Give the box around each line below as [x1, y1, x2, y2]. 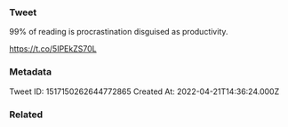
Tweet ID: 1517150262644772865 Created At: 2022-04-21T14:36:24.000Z [9, 86, 280, 97]
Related [9, 108, 44, 121]
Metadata [9, 66, 52, 78]
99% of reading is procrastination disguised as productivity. [9, 27, 228, 37]
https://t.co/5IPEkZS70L [9, 44, 97, 54]
